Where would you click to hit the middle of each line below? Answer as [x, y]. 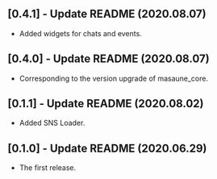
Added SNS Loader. [52, 123]
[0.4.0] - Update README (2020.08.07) [109, 59]
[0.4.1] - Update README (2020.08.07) [107, 14]
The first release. [48, 168]
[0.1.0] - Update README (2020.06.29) [107, 148]
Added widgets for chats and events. [80, 33]
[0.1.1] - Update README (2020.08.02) [106, 104]
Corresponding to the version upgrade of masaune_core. [114, 78]
